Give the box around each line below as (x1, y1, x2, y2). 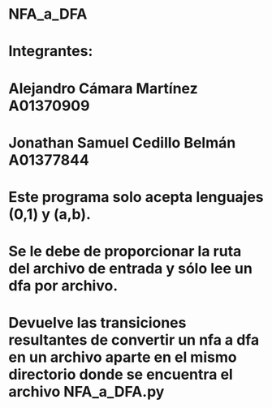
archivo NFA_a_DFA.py (8, 383, 165, 402)
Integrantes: (8, 42, 93, 61)
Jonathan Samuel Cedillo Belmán (8, 133, 236, 152)
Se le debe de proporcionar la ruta (8, 243, 242, 260)
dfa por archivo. (8, 277, 119, 295)
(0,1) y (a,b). (8, 204, 92, 223)
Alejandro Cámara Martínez (8, 79, 199, 97)
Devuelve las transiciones (8, 314, 187, 333)
